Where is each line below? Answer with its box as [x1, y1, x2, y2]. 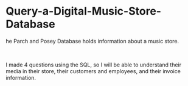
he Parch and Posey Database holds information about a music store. [5, 37, 179, 45]
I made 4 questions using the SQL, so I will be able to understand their [5, 61, 182, 68]
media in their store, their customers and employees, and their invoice [5, 67, 181, 74]
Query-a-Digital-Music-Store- [5, 4, 162, 18]
